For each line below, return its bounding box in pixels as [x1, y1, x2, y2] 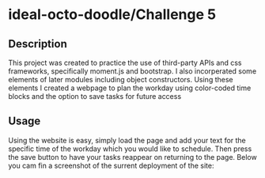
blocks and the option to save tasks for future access [8, 92, 182, 100]
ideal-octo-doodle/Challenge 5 [8, 6, 216, 24]
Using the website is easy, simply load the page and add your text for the [8, 135, 247, 145]
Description [8, 37, 67, 51]
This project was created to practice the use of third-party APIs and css [8, 58, 242, 67]
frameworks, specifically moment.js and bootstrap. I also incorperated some [8, 66, 257, 76]
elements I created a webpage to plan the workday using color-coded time [8, 83, 252, 93]
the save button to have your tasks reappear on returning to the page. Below [8, 152, 257, 161]
